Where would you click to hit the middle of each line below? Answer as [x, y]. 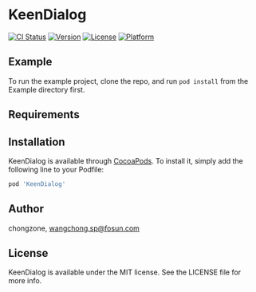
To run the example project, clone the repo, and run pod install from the [128, 81]
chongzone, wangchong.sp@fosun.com [74, 228]
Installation [37, 142]
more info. [25, 281]
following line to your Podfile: [56, 169]
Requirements [44, 114]
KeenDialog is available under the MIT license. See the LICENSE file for [125, 272]
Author [26, 209]
